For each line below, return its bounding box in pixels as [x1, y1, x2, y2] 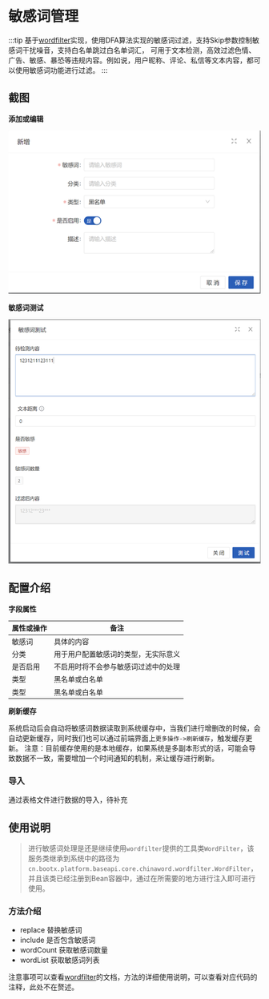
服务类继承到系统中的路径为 [27, 854, 120, 864]
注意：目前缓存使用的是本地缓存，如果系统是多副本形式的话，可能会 [23, 743, 249, 753]
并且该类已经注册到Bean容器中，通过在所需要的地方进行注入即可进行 [27, 874, 256, 884]
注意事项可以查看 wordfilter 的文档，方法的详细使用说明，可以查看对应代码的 [8, 973, 258, 982]
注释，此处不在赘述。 [8, 982, 78, 992]
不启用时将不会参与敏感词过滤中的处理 [54, 662, 180, 671]
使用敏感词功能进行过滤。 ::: [14, 65, 108, 75]
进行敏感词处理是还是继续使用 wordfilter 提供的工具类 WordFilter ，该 [27, 844, 255, 853]
